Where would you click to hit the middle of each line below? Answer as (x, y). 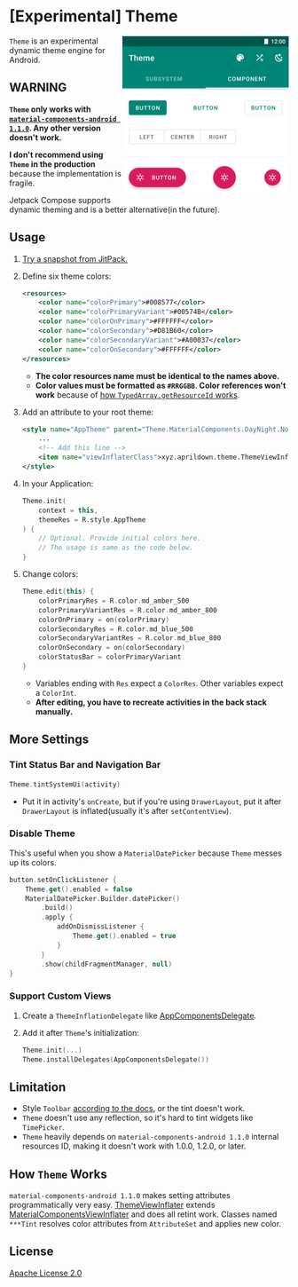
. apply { (57, 917)
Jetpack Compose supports (60, 200)
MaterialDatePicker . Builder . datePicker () (102, 898)
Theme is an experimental (54, 41)
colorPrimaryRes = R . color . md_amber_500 (114, 601)
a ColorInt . (56, 692)
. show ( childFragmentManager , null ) (107, 964)
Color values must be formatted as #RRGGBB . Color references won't (161, 385)
